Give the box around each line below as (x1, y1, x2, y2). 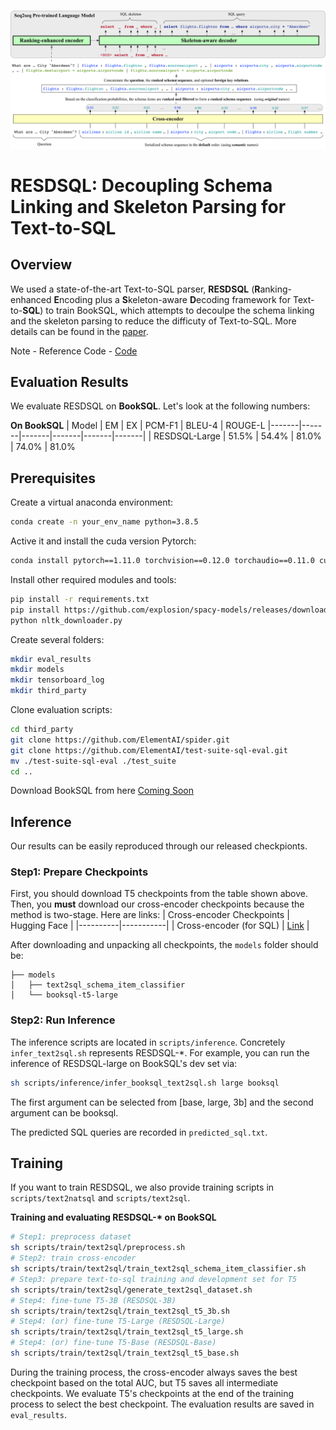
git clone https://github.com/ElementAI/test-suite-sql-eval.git (10, 745, 288, 755)
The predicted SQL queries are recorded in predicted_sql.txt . (10, 1126, 268, 1138)
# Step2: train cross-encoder (10, 1253, 137, 1264)
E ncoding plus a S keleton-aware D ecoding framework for (53, 293, 292, 305)
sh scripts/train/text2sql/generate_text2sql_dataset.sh (10, 1285, 253, 1295)
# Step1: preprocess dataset (10, 1232, 132, 1242)
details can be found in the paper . (10, 325, 149, 337)
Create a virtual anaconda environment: (10, 496, 174, 509)
